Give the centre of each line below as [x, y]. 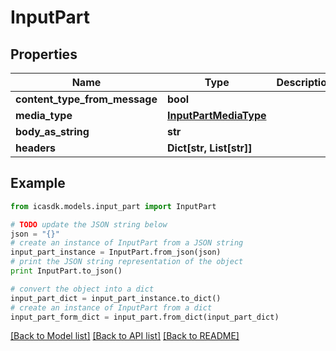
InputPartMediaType [216, 115]
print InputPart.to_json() [66, 271]
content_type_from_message [86, 99]
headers [36, 148]
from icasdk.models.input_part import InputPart [113, 206]
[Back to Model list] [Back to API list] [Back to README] [125, 336]
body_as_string [52, 131]
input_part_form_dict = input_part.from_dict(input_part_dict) [145, 317]
